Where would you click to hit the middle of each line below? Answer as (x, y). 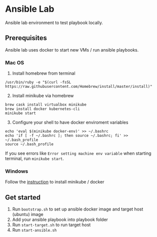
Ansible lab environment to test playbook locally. (54, 23)
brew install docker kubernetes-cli (42, 109)
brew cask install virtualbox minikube (46, 105)
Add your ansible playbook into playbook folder (60, 220)
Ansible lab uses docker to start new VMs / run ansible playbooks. (72, 50)
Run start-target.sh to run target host (51, 225)
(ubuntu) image (28, 214)
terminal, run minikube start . (35, 158)
